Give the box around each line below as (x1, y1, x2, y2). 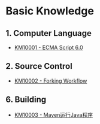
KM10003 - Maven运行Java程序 (14, 111, 93, 118)
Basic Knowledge (5, 4, 94, 18)
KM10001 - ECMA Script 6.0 (14, 44, 83, 51)
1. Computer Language (5, 28, 92, 38)
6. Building (5, 95, 46, 105)
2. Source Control (5, 61, 72, 71)
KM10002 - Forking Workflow (14, 77, 87, 84)
